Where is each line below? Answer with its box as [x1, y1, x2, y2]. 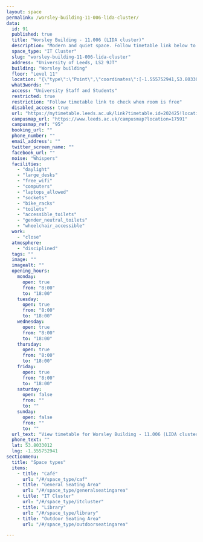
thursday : [17, 341, 42, 347]
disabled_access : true [11, 104, 69, 111]
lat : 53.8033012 [11, 443, 53, 449]
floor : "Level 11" [11, 71, 59, 77]
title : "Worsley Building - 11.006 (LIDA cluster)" [11, 37, 145, 43]
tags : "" [11, 251, 34, 257]
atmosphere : [11, 240, 42, 246]
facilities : [11, 161, 42, 167]
